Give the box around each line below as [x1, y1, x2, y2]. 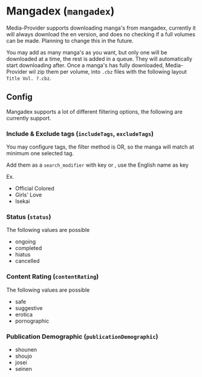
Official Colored [15, 185, 54, 192]
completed [15, 245, 42, 252]
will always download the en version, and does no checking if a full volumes [6, 30, 195, 37]
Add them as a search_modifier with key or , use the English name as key [6, 161, 189, 169]
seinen [15, 365, 32, 372]
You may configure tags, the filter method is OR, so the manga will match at [6, 143, 195, 150]
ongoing [15, 238, 36, 245]
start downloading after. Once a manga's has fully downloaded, [6, 62, 165, 69]
